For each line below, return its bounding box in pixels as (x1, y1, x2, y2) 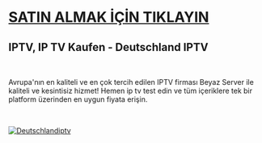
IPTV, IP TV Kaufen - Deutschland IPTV (8, 40, 209, 54)
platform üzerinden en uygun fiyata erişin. (8, 95, 148, 104)
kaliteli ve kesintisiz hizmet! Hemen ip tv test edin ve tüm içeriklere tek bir (8, 86, 253, 95)
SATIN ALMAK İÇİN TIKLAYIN (8, 8, 209, 27)
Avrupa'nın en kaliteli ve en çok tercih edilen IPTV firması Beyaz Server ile (8, 78, 255, 86)
